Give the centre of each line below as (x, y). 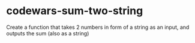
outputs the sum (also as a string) (48, 33)
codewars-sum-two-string (75, 11)
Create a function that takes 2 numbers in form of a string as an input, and (98, 27)
